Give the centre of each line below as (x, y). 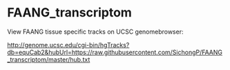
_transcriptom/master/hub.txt (49, 59)
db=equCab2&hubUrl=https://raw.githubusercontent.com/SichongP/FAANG (115, 52)
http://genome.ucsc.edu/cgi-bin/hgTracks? (68, 45)
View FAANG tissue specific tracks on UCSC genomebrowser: (95, 32)
